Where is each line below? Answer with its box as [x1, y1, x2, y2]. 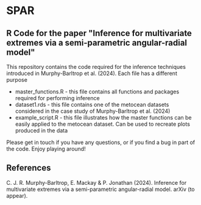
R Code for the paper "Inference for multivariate [6, 28, 192, 38]
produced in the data [15, 127, 68, 134]
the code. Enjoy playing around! [6, 145, 86, 153]
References [6, 163, 51, 173]
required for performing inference [15, 95, 100, 101]
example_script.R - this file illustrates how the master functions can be [15, 114, 192, 121]
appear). [6, 192, 28, 199]
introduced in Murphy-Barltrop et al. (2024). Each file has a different [6, 70, 178, 77]
